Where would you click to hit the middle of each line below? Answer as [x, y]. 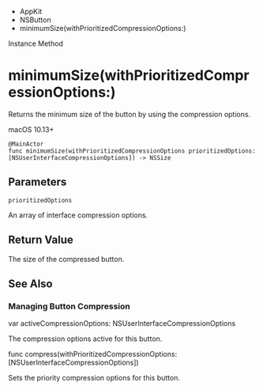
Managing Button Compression [69, 306]
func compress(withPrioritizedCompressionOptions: [93, 354]
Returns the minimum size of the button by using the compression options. [130, 114]
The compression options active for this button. [85, 339]
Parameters [38, 182]
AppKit [31, 11]
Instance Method [36, 44]
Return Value [41, 240]
